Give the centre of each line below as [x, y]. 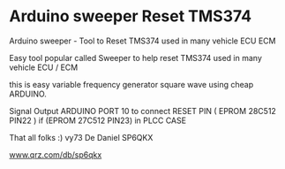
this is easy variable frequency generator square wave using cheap [131, 84]
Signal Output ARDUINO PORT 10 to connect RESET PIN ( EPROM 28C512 [142, 111]
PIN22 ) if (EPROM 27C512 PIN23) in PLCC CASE [98, 120]
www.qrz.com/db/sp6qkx [56, 154]
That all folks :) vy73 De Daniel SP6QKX [81, 137]
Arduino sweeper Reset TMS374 [131, 16]
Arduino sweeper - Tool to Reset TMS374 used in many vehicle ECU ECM [142, 41]
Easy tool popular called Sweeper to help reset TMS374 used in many [136, 58]
